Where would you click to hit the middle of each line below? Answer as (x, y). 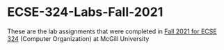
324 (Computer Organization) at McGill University (78, 38)
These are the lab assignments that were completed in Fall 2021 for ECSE (112, 31)
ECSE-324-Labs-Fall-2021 (85, 12)
